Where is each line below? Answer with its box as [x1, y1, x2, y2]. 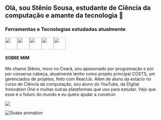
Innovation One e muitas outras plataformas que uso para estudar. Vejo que [5, 86, 156, 92]
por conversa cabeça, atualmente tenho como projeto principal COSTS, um [5, 71, 155, 76]
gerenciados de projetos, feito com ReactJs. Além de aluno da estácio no [5, 76, 151, 82]
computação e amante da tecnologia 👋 [5, 12, 124, 20]
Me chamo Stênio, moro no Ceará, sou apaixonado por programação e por [5, 65, 154, 72]
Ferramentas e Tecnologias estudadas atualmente [5, 26, 126, 33]
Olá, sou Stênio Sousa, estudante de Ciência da [5, 4, 151, 12]
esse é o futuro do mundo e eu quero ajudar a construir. [5, 91, 117, 97]
